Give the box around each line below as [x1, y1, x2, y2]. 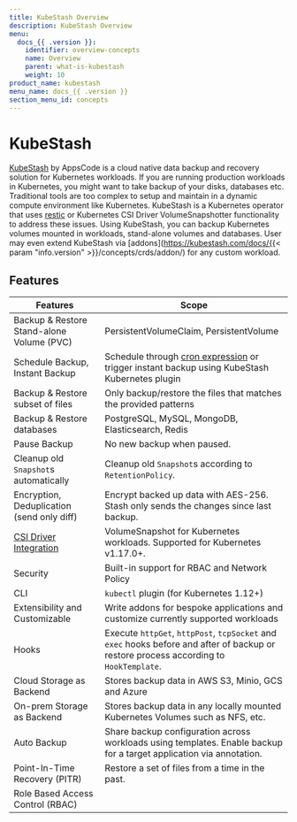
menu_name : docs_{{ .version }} [9, 87, 128, 96]
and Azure [104, 686, 148, 698]
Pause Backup [13, 438, 73, 450]
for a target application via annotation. [104, 748, 263, 760]
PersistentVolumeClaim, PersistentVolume [104, 325, 279, 337]
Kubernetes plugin [104, 373, 181, 385]
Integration [13, 542, 59, 554]
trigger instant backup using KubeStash [104, 362, 270, 374]
